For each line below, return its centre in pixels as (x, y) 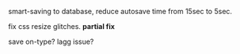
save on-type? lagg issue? (51, 41)
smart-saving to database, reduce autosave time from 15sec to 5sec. (120, 11)
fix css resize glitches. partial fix (61, 26)
